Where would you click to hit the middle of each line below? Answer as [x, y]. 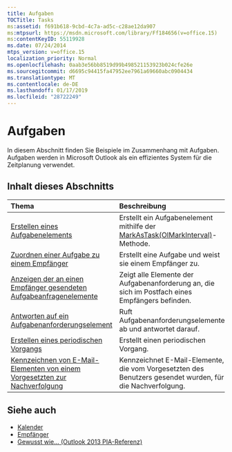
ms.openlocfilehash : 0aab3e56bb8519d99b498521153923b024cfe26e [100, 65]
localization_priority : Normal [52, 59]
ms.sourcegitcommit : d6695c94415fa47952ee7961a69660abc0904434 [100, 71]
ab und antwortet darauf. [159, 328]
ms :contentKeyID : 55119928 [46, 39]
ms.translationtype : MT [41, 78]
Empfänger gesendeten [49, 287]
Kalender [30, 427]
